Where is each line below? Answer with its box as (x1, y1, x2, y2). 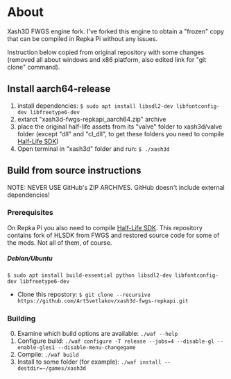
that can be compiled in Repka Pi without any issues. (7, 34, 158, 42)
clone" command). (7, 63, 60, 71)
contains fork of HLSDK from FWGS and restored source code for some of (7, 231, 220, 239)
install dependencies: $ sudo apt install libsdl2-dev (17, 102, 173, 110)
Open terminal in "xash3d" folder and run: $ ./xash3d (17, 144, 170, 153)
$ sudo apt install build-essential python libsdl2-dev (7, 272, 172, 279)
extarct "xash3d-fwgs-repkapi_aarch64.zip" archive (17, 115, 166, 123)
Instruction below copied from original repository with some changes (7, 48, 205, 56)
